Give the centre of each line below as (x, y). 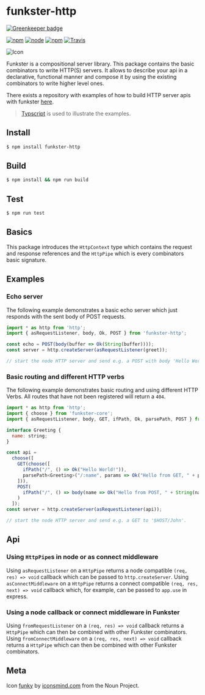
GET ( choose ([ (34, 464)
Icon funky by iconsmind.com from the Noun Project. (73, 685)
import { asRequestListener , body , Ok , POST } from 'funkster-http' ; (97, 333)
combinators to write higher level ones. (56, 83)
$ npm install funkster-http (43, 147)
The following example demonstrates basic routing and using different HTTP (102, 390)
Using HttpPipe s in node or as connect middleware (82, 557)
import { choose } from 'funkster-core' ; (60, 414)
